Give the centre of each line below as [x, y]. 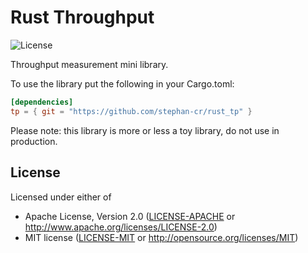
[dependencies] [42, 102]
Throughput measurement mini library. [89, 64]
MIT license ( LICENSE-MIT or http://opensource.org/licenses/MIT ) [161, 237]
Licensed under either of [61, 197]
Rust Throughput [82, 17]
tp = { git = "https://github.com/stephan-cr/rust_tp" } [131, 111]
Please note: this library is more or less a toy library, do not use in [145, 130]
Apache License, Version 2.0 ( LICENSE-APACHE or [130, 216]
